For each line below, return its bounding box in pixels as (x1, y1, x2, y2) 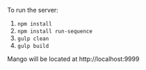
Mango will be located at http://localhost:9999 (7, 55, 140, 63)
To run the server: (7, 6, 59, 14)
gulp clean (17, 35, 49, 42)
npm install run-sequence (17, 28, 92, 35)
